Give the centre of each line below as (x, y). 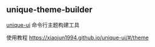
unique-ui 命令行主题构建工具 (43, 25)
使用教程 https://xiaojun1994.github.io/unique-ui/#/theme (77, 37)
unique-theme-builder (49, 10)
